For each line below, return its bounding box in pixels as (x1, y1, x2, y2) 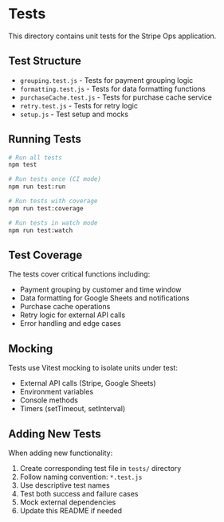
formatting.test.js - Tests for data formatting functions (19, 84, 206, 93)
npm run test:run (8, 183, 66, 191)
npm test (8, 161, 37, 169)
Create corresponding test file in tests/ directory (19, 464, 182, 473)
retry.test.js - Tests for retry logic (19, 100, 138, 110)
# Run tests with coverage (8, 197, 98, 206)
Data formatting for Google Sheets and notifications (19, 293, 190, 303)
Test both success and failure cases (19, 489, 139, 498)
